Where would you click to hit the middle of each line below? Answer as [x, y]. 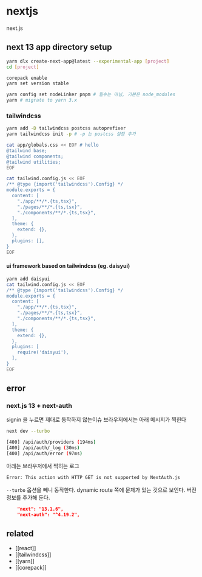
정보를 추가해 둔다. [28, 497]
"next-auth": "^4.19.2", [49, 515]
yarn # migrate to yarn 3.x [42, 100]
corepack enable [27, 78]
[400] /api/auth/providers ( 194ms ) [51, 442]
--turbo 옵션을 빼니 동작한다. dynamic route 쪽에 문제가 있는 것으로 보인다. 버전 [102, 490]
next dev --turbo [28, 431]
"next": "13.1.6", [40, 509]
